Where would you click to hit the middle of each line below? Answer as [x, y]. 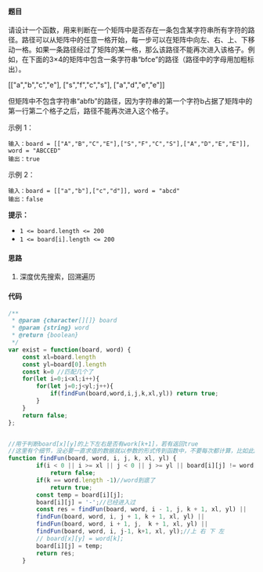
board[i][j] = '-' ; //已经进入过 [86, 502]
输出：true [24, 159]
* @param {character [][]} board [64, 321]
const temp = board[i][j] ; [80, 495]
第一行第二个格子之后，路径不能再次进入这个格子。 [90, 111]
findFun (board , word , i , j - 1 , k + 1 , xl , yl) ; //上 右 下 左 [130, 532]
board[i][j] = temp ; [70, 546]
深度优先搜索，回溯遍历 [57, 277]
